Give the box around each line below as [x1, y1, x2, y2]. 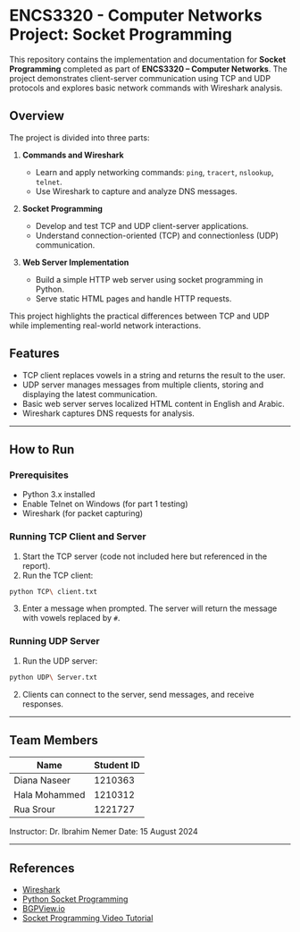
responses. [21, 699, 64, 709]
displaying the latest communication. [21, 388, 158, 399]
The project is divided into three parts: [9, 131, 150, 143]
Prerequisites [9, 469, 69, 481]
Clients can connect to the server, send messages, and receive [21, 689, 254, 699]
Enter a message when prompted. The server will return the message [21, 603, 278, 614]
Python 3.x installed [21, 489, 96, 500]
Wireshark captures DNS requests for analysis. [21, 408, 195, 419]
